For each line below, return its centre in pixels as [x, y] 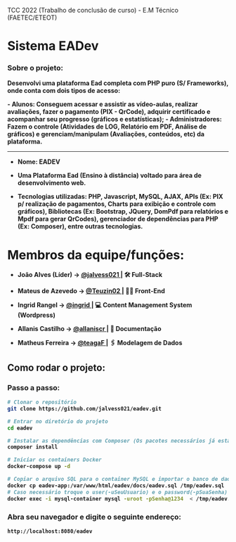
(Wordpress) [37, 315]
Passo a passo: [34, 387]
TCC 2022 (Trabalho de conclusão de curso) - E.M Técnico [93, 10]
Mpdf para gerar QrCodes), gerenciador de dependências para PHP [118, 219]
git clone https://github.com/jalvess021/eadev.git [84, 408]
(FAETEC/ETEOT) [32, 18]
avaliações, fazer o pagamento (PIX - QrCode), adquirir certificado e [109, 112]
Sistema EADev [53, 46]
